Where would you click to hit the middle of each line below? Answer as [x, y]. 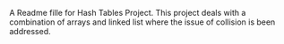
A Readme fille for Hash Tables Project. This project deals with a [128, 13]
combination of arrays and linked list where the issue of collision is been [142, 22]
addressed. [30, 31]
